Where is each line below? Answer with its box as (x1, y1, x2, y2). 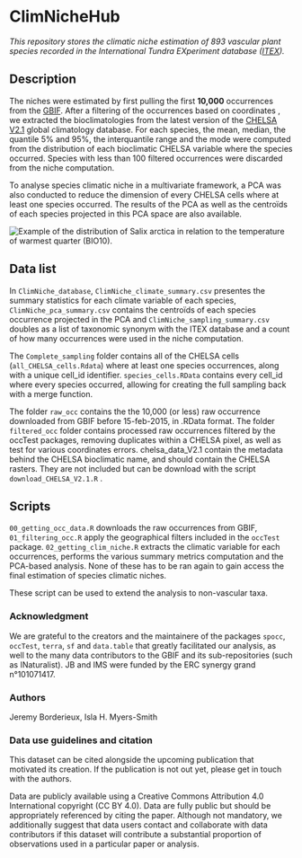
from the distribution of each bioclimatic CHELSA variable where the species (9, 143, 293, 154)
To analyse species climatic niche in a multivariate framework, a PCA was (9, 180, 281, 190)
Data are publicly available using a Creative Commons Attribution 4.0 (9, 791, 264, 801)
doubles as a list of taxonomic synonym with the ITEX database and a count (9, 323, 290, 334)
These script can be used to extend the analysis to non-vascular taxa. (9, 588, 268, 598)
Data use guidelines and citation (9, 734, 153, 747)
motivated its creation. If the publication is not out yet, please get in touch (9, 764, 282, 774)
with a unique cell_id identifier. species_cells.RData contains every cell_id (9, 369, 283, 380)
